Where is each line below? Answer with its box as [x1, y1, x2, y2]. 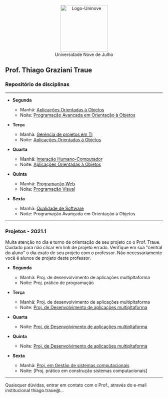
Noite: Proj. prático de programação [19, 280, 94, 286]
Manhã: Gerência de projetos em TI [19, 131, 93, 137]
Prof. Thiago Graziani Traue [5, 66, 92, 74]
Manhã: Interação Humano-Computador [19, 156, 102, 162]
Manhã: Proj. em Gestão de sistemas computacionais [19, 362, 130, 368]
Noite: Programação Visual [19, 186, 75, 192]
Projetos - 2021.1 [5, 228, 46, 235]
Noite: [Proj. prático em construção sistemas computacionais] [19, 368, 147, 374]
